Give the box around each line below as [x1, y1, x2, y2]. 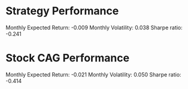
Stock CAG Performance [5, 51, 130, 65]
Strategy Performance [5, 4, 119, 18]
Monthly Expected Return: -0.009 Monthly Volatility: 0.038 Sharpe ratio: [5, 24, 183, 31]
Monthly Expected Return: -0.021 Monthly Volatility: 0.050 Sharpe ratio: [5, 70, 181, 78]
